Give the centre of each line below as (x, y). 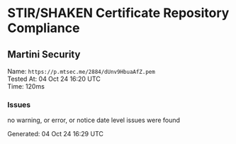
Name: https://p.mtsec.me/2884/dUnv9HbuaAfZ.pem (82, 71)
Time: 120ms (26, 86)
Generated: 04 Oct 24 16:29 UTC (56, 134)
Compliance (44, 28)
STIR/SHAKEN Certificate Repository (118, 13)
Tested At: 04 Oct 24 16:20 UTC (54, 79)
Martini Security (44, 54)
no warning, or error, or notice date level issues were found (94, 120)
